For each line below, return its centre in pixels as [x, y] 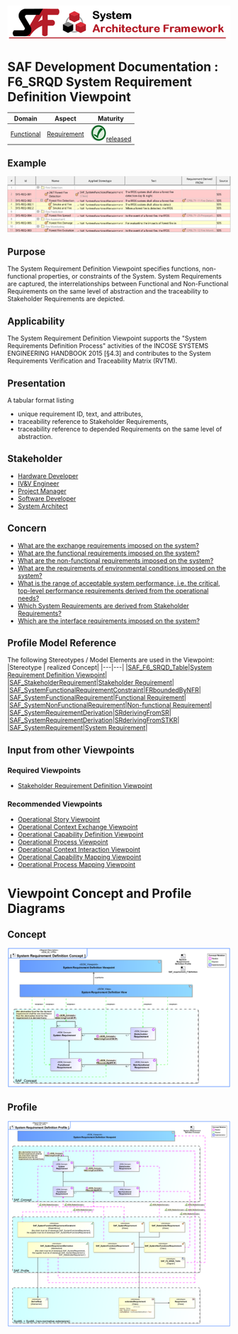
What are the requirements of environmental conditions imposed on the [122, 568]
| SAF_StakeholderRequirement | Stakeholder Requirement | [91, 683]
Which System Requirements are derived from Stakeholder [103, 605]
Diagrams [36, 908]
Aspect [65, 118]
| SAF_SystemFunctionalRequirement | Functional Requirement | [97, 697]
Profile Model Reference [62, 643]
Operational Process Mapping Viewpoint [76, 865]
